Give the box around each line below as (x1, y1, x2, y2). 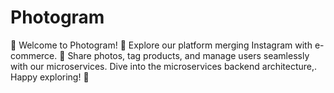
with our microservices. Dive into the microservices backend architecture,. (10, 60, 318, 72)
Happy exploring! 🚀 (10, 71, 90, 83)
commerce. (10, 49, 58, 61)
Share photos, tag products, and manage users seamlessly (67, 49, 310, 61)
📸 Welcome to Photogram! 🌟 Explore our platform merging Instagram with (10, 39, 313, 51)
